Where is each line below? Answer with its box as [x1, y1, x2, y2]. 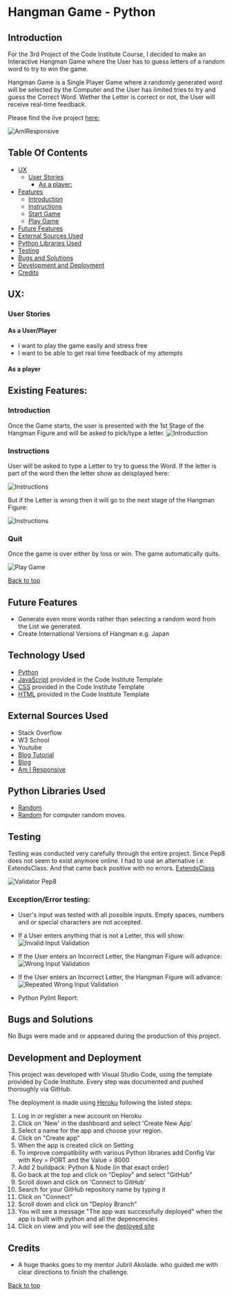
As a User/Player [8, 326, 57, 334]
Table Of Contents [8, 147, 88, 159]
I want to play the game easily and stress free [17, 342, 148, 350]
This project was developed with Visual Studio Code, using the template [8, 1070, 213, 1079]
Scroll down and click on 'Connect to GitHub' [17, 1178, 146, 1187]
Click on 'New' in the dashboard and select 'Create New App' [17, 1119, 193, 1128]
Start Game [28, 209, 61, 218]
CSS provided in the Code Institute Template [17, 682, 144, 691]
